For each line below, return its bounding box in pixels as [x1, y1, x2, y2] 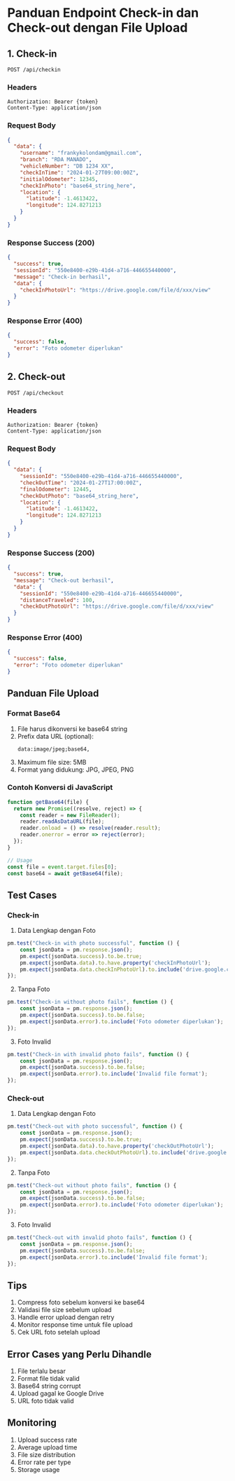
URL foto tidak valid [17, 1397, 75, 1405]
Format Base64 [7, 709, 61, 718]
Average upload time [17, 1442, 78, 1452]
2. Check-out [7, 371, 66, 383]
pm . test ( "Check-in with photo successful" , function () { [7, 940, 180, 947]
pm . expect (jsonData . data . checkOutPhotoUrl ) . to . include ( [20, 1149, 187, 1156]
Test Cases [7, 889, 57, 901]
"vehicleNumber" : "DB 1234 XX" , [20, 163, 114, 170]
